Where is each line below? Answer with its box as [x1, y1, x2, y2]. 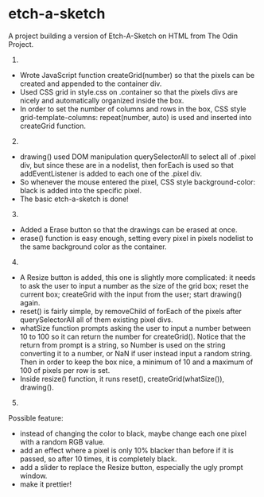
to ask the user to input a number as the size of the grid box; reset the [19, 281, 249, 290]
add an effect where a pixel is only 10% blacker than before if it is [19, 445, 235, 455]
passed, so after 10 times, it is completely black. [19, 454, 177, 464]
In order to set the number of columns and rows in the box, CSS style [19, 104, 247, 114]
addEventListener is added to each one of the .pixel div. [19, 169, 203, 178]
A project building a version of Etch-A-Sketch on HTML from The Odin [8, 31, 239, 41]
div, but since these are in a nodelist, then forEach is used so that [19, 160, 234, 169]
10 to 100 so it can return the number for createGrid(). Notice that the [19, 332, 247, 341]
